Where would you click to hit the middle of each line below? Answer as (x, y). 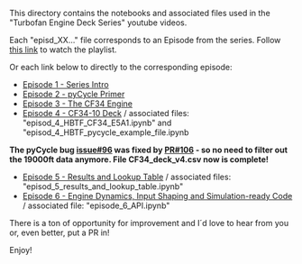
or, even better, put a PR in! (59, 232)
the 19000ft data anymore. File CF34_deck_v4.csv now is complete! (139, 159)
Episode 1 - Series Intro (66, 84)
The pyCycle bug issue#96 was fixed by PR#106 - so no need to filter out (149, 150)
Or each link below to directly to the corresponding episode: (121, 67)
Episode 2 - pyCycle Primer (73, 94)
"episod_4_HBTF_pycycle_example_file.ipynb (105, 132)
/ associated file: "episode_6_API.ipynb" (96, 205)
